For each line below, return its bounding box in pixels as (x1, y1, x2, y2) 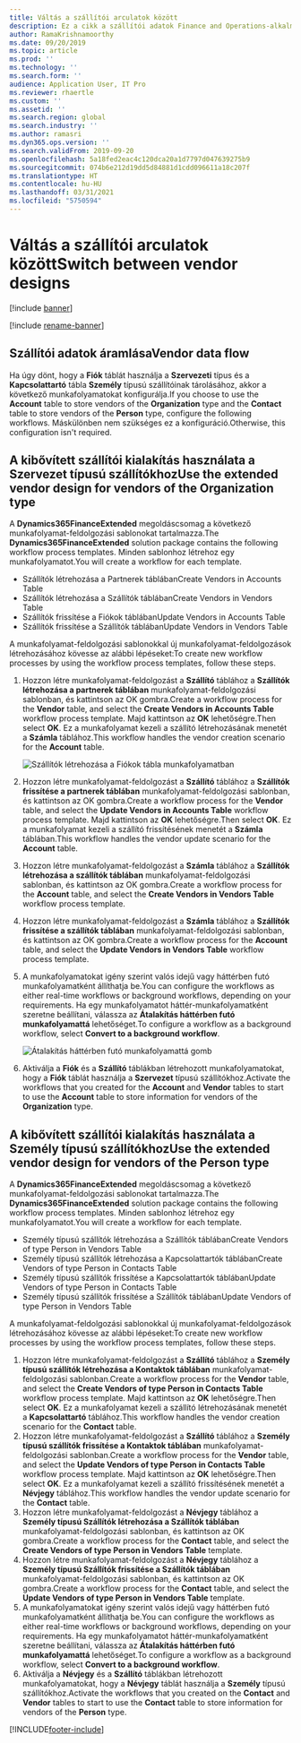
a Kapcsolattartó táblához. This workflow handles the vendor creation (21, 1412, 280, 1422)
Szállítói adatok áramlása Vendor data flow (9, 346, 250, 361)
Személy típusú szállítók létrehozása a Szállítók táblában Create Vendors (21, 1234, 288, 1245)
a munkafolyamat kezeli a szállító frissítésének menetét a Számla (21, 824, 263, 835)
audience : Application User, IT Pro (9, 80, 146, 89)
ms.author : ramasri (9, 130, 82, 139)
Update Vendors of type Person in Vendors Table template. (21, 1593, 245, 1603)
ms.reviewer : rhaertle (9, 88, 94, 97)
